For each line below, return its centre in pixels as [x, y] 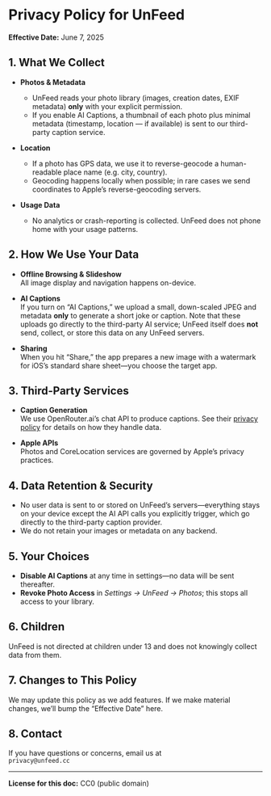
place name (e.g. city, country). [115, 172]
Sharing [33, 348]
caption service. [79, 132]
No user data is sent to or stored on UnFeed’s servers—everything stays [140, 505]
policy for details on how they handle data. [91, 427]
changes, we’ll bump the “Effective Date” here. [86, 708]
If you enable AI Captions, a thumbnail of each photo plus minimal [141, 115]
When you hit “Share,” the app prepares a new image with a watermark [138, 356]
